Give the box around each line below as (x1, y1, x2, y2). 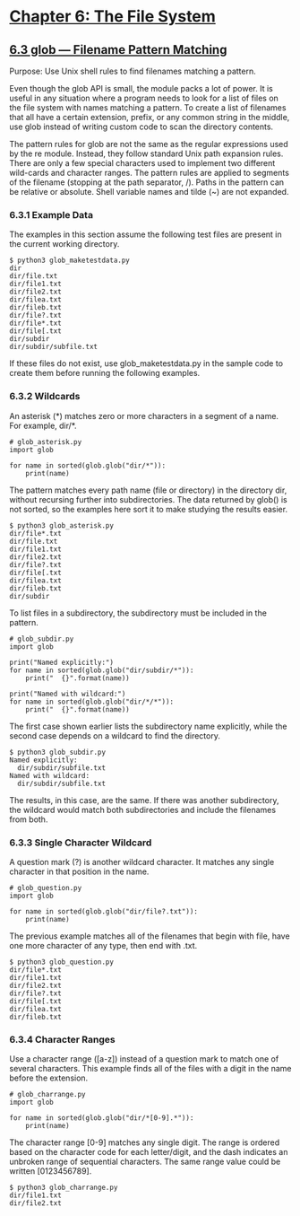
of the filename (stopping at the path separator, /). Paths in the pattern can (9, 177, 285, 188)
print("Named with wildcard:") (9, 689, 126, 698)
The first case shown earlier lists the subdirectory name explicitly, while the (9, 721, 287, 731)
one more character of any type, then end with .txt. (9, 940, 198, 950)
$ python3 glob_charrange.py (9, 1183, 118, 1193)
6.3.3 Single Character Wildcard (9, 836, 152, 849)
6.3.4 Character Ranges (9, 1033, 116, 1045)
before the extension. (9, 1072, 89, 1083)
